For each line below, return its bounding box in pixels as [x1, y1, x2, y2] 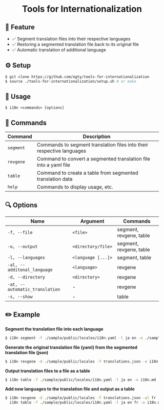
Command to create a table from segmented [37, 170, 139, 177]
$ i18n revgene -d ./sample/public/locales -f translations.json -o [5, 359, 147, 364]
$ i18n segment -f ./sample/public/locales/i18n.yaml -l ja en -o [5, 335, 143, 341]
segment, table [117, 254, 151, 261]
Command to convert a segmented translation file [37, 156, 150, 162]
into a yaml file [37, 161, 70, 168]
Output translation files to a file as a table [5, 368, 90, 374]
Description [82, 133, 111, 140]
